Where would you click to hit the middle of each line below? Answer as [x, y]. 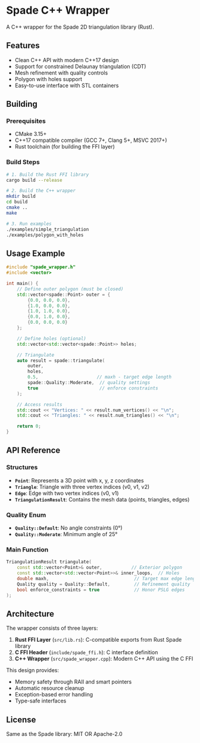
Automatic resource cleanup [49, 688]
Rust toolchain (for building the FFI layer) [65, 147]
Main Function [27, 549]
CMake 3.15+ [31, 134]
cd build [17, 202]
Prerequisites [26, 121]
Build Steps [23, 162]
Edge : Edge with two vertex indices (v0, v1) [67, 493]
